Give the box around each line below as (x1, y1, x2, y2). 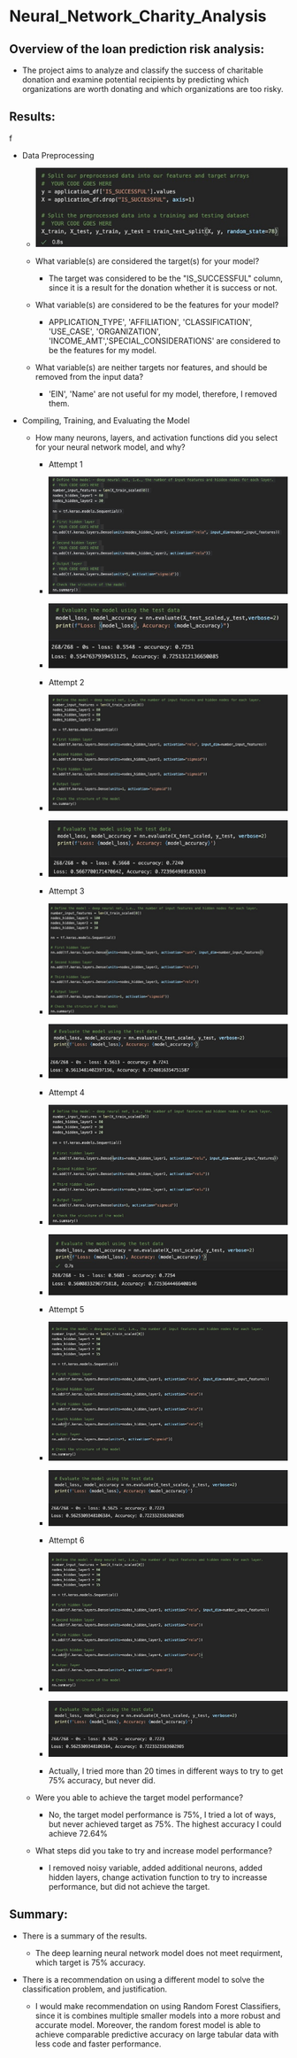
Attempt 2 (48, 677, 85, 688)
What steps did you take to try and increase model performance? (34, 1845, 272, 1856)
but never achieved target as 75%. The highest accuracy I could (48, 1818, 282, 1830)
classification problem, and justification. (21, 1984, 168, 1994)
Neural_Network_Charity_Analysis (9, 6, 267, 27)
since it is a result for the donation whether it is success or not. (48, 282, 278, 293)
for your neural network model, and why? (34, 442, 186, 453)
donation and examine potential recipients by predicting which (21, 74, 249, 85)
